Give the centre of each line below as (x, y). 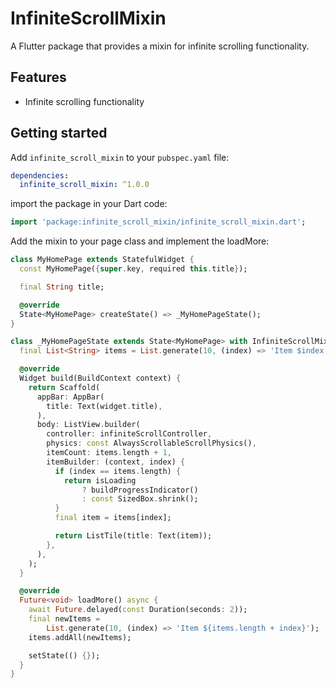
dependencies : (40, 175)
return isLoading (100, 480)
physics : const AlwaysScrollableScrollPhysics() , (151, 443)
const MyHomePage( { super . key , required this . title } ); (133, 269)
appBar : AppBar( (70, 397)
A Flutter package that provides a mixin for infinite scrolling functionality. (160, 46)
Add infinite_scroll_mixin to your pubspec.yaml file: (120, 157)
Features (38, 77)
